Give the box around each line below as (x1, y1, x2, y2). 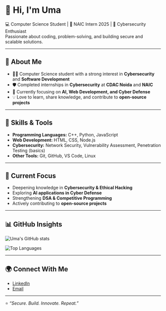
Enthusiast (5, 28, 27, 34)
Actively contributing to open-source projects (12, 200, 107, 207)
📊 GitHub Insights (5, 220, 63, 228)
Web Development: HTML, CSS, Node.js (12, 137, 96, 143)
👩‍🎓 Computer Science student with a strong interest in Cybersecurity (12, 71, 155, 77)
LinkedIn (12, 280, 30, 286)
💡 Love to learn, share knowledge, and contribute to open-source (12, 94, 147, 100)
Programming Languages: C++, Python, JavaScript (12, 132, 119, 137)
